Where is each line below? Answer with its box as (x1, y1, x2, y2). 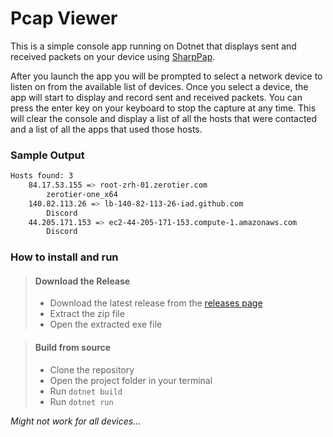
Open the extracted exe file (49, 318, 163, 331)
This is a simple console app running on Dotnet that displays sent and (10, 40, 297, 52)
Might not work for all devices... (10, 415, 142, 427)
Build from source (34, 342, 112, 354)
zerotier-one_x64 (46, 189, 118, 199)
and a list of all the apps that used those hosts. (10, 123, 203, 135)
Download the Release (34, 275, 131, 287)
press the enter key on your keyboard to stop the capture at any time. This (10, 102, 317, 114)
